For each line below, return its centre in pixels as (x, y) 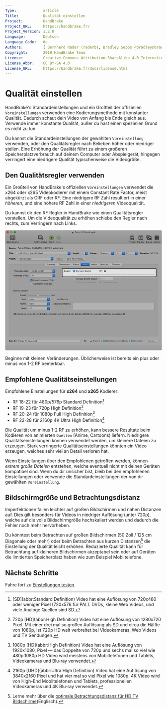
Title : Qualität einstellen (45, 16)
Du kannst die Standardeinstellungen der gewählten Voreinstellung (74, 138)
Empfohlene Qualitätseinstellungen (61, 379)
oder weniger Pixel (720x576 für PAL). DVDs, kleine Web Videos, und (83, 604)
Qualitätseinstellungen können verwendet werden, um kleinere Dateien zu (81, 440)
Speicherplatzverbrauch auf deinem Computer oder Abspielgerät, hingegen (83, 154)
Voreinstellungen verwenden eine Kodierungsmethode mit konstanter (77, 113)
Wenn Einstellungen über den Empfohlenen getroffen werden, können (77, 461)
